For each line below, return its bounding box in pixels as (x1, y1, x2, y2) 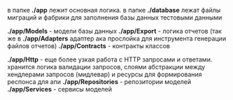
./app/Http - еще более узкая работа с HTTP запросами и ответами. (7, 55, 213, 64)
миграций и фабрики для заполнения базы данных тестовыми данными (7, 13, 223, 22)
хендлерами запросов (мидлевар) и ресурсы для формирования (7, 70, 202, 78)
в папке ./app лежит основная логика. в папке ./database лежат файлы (7, 6, 221, 14)
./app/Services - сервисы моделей (7, 85, 113, 93)
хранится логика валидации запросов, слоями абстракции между (7, 63, 206, 71)
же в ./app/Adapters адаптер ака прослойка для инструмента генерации (7, 34, 226, 43)
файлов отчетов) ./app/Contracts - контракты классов (7, 42, 170, 50)
